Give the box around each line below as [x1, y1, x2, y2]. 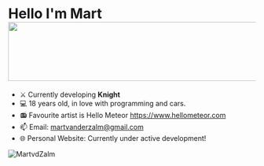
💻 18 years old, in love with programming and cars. [19, 98, 186, 108]
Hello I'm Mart [8, 5, 102, 23]
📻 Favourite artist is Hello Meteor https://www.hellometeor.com [19, 110, 226, 120]
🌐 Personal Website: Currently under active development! [19, 133, 207, 142]
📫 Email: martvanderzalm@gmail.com [19, 122, 144, 131]
